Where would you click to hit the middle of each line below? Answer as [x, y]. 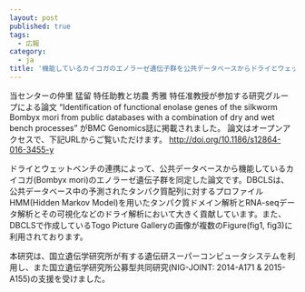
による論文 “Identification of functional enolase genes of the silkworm [148, 106]
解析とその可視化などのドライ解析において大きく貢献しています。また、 [152, 214]
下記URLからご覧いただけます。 [108, 139]
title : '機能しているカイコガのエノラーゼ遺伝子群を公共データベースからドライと [144, 69]
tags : [20, 35]
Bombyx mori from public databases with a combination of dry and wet [142, 117]
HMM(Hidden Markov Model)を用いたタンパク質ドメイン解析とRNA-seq [144, 202]
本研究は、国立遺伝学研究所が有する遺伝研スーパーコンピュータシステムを [148, 256]
